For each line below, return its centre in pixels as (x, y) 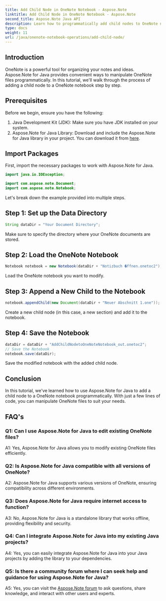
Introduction (25, 57)
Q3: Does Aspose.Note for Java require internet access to (76, 501)
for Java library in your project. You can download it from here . (76, 138)
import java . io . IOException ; (35, 175)
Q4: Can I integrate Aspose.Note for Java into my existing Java (82, 536)
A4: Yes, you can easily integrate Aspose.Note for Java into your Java (76, 553)
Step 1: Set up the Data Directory (56, 213)
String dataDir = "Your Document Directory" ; (53, 224)
